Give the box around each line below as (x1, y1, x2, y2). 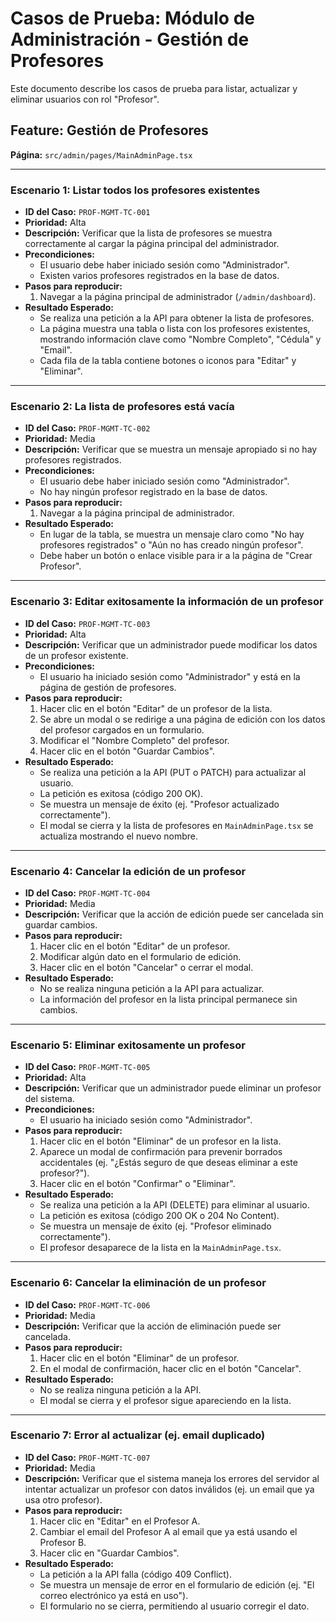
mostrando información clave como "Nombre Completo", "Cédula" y (39, 333, 322, 346)
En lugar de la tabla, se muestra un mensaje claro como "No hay (39, 528, 305, 541)
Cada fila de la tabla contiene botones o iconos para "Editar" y (39, 355, 297, 367)
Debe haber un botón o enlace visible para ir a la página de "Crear (39, 550, 313, 562)
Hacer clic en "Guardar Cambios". (39, 1547, 180, 1559)
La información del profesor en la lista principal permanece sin (39, 993, 298, 1005)
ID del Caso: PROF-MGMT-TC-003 (24, 617, 151, 629)
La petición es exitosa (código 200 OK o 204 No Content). (39, 1210, 280, 1222)
